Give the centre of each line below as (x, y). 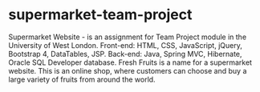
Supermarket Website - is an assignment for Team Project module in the (128, 37)
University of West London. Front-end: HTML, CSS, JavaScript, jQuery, (125, 45)
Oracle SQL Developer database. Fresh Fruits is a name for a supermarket (130, 62)
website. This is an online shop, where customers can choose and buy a (128, 70)
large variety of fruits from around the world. (82, 79)
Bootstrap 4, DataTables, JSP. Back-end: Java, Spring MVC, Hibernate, (125, 54)
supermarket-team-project (100, 15)
